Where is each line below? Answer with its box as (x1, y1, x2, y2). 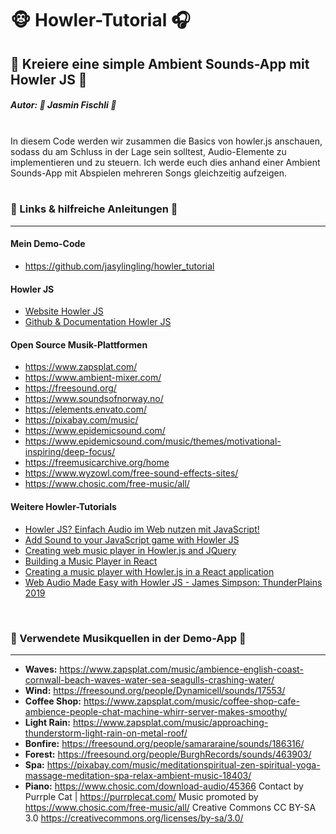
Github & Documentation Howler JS (24, 316, 172, 328)
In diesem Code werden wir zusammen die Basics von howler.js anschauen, (10, 135, 323, 147)
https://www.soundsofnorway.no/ (24, 393, 164, 405)
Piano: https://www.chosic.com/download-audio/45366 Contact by (24, 780, 304, 792)
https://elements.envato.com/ (24, 403, 148, 416)
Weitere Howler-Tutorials (10, 501, 117, 513)
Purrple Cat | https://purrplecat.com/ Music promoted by (24, 790, 259, 802)
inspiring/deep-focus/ (24, 446, 116, 458)
